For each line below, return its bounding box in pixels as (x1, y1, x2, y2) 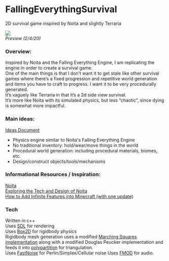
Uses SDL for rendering (5, 223, 55, 229)
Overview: (5, 48, 31, 55)
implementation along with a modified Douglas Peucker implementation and (5, 239, 163, 245)
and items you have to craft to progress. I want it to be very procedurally (5, 81, 156, 87)
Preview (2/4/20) (5, 35, 41, 41)
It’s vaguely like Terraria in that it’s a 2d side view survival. (5, 92, 127, 98)
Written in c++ (5, 217, 36, 224)
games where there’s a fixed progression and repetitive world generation (5, 76, 157, 82)
